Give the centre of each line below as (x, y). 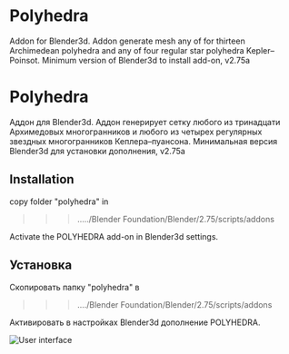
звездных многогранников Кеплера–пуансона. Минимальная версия (144, 141)
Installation (42, 179)
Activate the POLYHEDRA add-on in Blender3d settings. (114, 236)
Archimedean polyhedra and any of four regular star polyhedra (127, 50)
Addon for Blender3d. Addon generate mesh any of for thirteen (127, 41)
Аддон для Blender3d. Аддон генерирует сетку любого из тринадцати (145, 122)
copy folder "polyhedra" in (59, 202)
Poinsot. (25, 60)
